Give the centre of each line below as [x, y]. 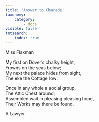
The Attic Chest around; [30, 93]
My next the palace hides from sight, [43, 73]
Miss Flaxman [20, 52]
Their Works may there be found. [40, 104]
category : [25, 19]
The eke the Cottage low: [32, 78]
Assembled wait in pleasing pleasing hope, [50, 98]
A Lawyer [15, 113]
